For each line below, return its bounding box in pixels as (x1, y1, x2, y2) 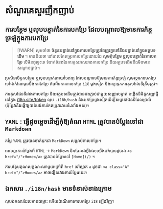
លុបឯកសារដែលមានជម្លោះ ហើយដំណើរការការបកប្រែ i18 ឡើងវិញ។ (5, 198, 115, 204)
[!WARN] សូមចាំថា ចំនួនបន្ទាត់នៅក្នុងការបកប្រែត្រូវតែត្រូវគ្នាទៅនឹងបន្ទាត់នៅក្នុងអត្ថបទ (17, 47, 156, 53)
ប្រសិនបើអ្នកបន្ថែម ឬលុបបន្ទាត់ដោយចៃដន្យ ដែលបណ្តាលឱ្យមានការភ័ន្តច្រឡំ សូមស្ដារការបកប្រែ (5, 75, 157, 81)
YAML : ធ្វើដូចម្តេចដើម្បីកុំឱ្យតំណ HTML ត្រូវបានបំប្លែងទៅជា (5, 117, 143, 126)
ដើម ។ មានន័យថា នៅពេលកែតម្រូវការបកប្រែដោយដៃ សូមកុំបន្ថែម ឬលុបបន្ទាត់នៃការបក (17, 53, 157, 59)
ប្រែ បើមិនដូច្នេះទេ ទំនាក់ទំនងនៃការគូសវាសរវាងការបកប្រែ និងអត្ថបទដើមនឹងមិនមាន (17, 59, 150, 65)
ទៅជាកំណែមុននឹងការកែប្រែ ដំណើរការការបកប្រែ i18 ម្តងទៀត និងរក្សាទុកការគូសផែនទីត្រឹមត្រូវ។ (5, 81, 158, 87)
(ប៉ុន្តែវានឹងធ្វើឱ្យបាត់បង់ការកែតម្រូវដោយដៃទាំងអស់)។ (5, 102, 90, 108)
